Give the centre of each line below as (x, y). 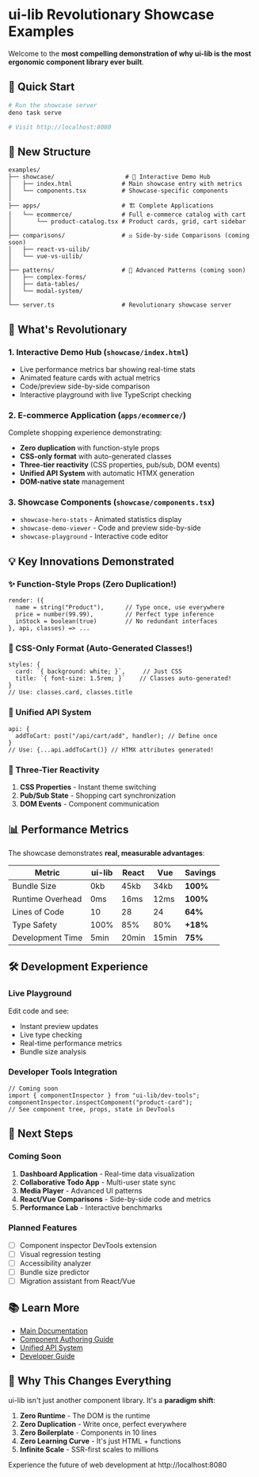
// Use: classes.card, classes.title (70, 693)
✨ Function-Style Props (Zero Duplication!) (92, 584)
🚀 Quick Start (42, 87)
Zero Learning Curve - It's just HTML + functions (100, 1440)
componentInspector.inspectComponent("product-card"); (101, 1102)
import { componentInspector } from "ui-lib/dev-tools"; (104, 1095)
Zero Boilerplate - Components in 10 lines (88, 1433)
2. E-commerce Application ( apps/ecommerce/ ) (97, 415)
